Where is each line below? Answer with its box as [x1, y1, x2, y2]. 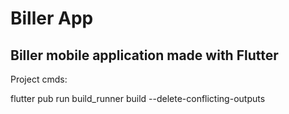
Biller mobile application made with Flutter [10, 47, 279, 64]
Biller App [10, 7, 94, 30]
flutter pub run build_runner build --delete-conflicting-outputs [10, 93, 266, 104]
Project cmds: [10, 73, 68, 85]
